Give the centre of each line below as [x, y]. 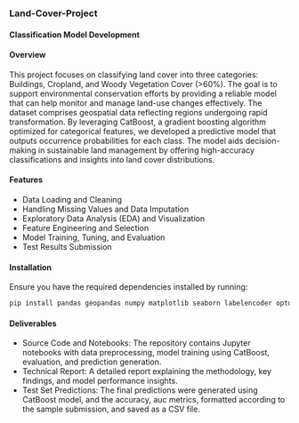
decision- [263, 140]
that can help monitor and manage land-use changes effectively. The [136, 103]
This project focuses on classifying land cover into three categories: [134, 75]
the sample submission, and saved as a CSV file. [111, 409]
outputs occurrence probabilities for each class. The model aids [126, 140]
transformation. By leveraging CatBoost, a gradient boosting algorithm [138, 122]
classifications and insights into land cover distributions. [112, 159]
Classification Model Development [75, 35]
